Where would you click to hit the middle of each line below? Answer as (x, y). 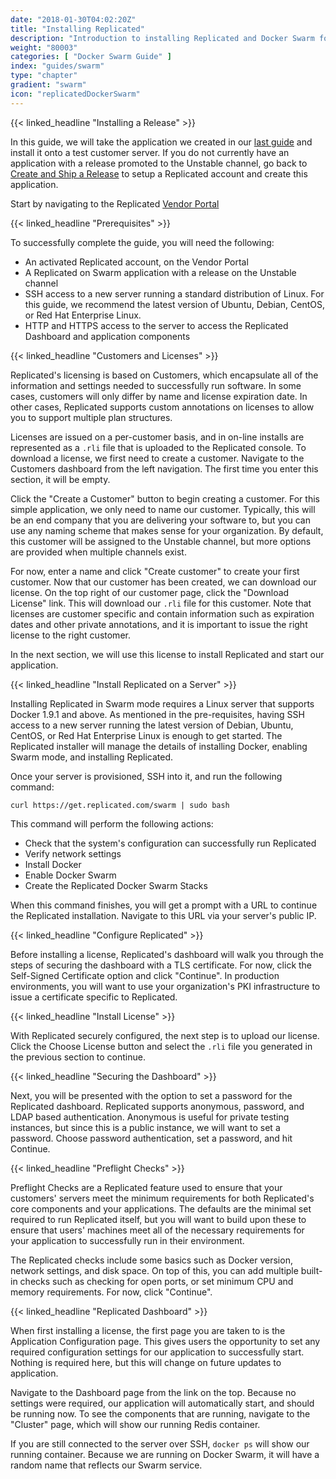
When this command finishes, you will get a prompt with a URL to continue (164, 905)
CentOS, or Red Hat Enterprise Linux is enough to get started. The (146, 735)
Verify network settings (73, 853)
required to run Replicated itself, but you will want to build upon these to (158, 1219)
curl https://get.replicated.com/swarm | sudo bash (120, 805)
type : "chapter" (44, 76)
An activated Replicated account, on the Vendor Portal (136, 262)
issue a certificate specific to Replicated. (94, 997)
